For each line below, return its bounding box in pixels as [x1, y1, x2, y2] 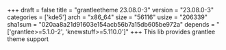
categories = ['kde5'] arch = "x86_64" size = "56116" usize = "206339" [7, 13, 208, 21]
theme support [7, 35, 49, 43]
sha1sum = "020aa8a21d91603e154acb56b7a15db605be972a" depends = [7, 21, 216, 28]
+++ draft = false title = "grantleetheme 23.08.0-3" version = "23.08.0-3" [7, 6, 214, 14]
